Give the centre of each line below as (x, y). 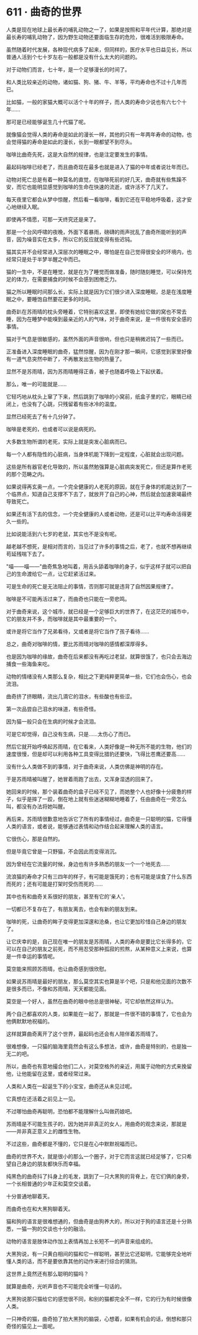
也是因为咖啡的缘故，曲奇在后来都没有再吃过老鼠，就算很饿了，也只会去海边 (99, 656)
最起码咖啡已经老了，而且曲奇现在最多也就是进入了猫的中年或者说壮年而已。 (99, 167)
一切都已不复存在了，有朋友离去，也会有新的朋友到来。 (73, 909)
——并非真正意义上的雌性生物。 (45, 1131)
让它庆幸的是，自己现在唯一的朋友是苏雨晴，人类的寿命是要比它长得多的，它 (99, 941)
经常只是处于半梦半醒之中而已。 (45, 259)
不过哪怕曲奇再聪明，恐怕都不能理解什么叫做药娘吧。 (71, 1111)
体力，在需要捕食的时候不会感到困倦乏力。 (68, 279)
